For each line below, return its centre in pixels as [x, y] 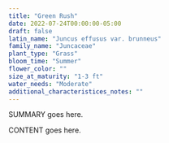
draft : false [30, 31]
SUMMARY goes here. [46, 115]
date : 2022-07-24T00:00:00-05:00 [65, 24]
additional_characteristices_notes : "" [76, 91]
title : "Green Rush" [43, 16]
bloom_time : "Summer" [45, 62]
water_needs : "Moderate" [50, 84]
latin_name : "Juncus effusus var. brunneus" [85, 39]
